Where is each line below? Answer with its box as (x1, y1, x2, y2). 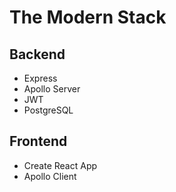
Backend (9, 46, 66, 63)
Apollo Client (23, 170, 77, 182)
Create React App (23, 159, 98, 171)
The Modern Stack (9, 6, 167, 29)
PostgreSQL (23, 104, 74, 116)
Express (23, 72, 58, 84)
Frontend (9, 133, 68, 150)
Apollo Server (23, 83, 81, 95)
